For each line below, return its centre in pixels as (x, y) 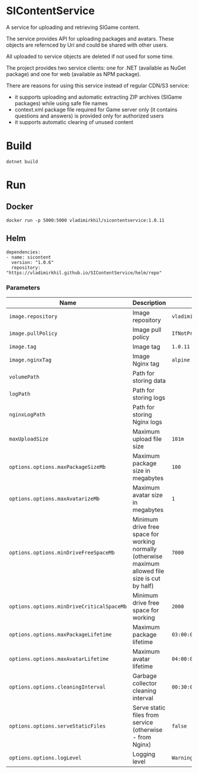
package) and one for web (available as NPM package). (74, 74)
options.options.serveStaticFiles (57, 726)
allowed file (148, 571)
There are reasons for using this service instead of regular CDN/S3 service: (98, 85)
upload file (147, 439)
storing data (149, 380)
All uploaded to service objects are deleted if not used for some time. (90, 56)
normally (145, 549)
